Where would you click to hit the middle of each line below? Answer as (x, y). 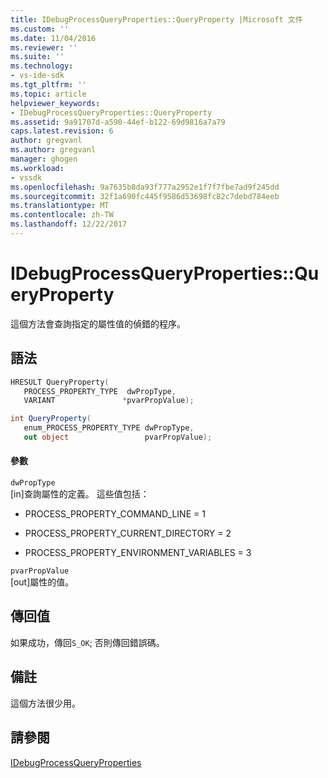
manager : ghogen (44, 159)
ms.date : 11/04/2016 (53, 38)
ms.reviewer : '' (44, 47)
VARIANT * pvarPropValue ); (109, 401)
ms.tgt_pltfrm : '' (48, 85)
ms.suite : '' (37, 57)
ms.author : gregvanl (53, 150)
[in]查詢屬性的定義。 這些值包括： (80, 494)
